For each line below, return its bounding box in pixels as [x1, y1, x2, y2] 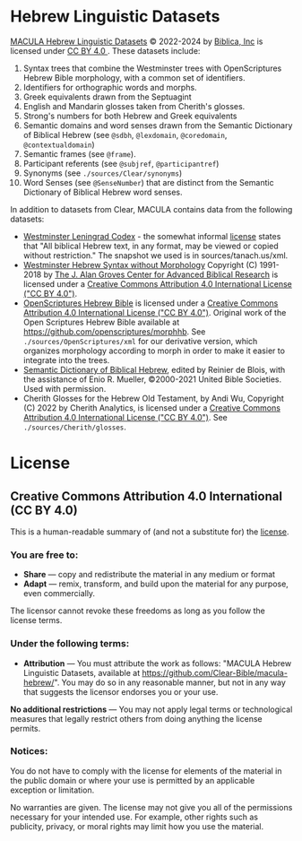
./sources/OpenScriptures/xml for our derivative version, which [22, 335, 258, 346]
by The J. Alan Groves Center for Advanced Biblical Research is [43, 269, 279, 280]
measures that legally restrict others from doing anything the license [10, 713, 263, 724]
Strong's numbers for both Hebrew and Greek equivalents [22, 110, 237, 121]
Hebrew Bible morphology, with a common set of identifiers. [22, 72, 246, 82]
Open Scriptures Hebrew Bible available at [22, 316, 180, 327]
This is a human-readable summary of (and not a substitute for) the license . [10, 526, 289, 537]
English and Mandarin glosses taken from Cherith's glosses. [22, 100, 246, 111]
